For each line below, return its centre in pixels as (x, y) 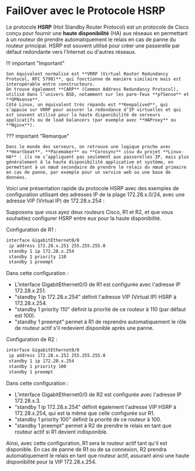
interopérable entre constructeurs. (51, 84)
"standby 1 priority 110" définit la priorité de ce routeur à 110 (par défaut (100, 310)
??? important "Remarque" (38, 136)
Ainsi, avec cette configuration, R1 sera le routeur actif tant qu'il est (87, 443)
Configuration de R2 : (32, 339)
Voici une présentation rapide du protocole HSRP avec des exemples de (93, 188)
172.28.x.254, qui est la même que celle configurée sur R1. (85, 413)
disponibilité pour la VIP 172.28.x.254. (51, 462)
